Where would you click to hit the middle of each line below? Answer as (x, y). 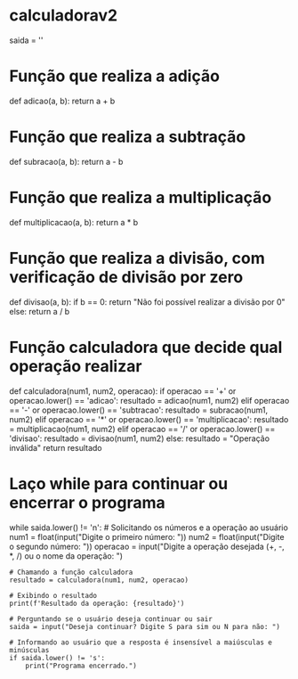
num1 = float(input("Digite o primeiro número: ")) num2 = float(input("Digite (147, 536)
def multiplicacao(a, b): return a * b (74, 222)
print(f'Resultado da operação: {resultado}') (97, 603)
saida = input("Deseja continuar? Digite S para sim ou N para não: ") (145, 626)
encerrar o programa (88, 502)
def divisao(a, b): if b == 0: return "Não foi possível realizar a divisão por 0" (148, 302)
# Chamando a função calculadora (71, 572)
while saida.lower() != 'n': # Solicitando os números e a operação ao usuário (149, 528)
